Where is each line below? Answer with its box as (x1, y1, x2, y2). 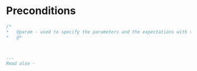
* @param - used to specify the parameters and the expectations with (6, 29, 188, 35)
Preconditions (6, 4, 76, 18)
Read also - (6, 60, 35, 67)
